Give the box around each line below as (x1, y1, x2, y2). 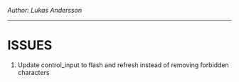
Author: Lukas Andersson (7, 6, 83, 14)
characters (17, 68, 50, 76)
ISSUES (7, 37, 53, 54)
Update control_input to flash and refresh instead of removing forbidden (17, 60, 229, 69)
